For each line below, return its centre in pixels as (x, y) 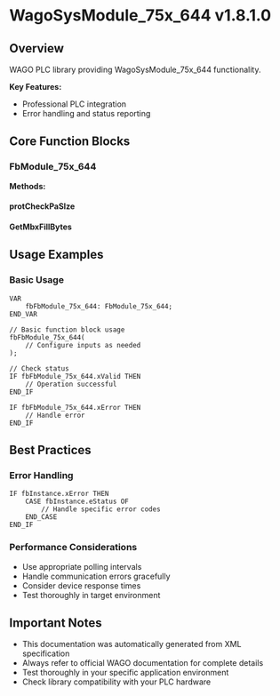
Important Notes (56, 623)
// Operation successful (71, 384)
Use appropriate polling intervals (82, 566)
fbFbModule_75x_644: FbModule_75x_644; (99, 306)
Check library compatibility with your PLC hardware (116, 682)
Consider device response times (81, 585)
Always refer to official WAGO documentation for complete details (143, 663)
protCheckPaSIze (42, 206)
